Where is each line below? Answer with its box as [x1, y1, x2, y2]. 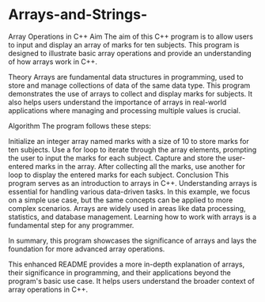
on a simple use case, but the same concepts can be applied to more [8, 195, 233, 205]
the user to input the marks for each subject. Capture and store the [8, 153, 227, 163]
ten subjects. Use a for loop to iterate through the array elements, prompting [8, 145, 257, 154]
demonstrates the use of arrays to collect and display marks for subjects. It [8, 89, 253, 98]
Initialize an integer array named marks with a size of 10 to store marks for [8, 136, 249, 145]
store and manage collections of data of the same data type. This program [8, 81, 251, 90]
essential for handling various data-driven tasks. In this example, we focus [8, 187, 251, 196]
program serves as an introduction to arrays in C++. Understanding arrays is [8, 178, 257, 187]
